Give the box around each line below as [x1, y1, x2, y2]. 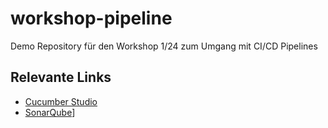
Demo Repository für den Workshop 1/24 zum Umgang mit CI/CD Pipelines [10, 40, 318, 52]
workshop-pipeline [10, 7, 173, 30]
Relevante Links [10, 69, 112, 86]
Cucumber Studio [24, 95, 98, 107]
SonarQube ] [24, 106, 76, 118]
